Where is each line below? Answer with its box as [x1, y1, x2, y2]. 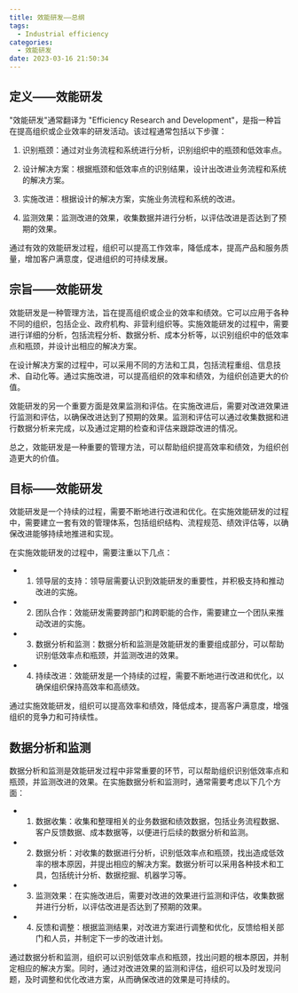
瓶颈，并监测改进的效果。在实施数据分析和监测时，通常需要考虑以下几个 [9, 776, 273, 787]
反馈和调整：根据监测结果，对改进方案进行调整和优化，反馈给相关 [35, 922, 277, 933]
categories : [9, 37, 53, 47]
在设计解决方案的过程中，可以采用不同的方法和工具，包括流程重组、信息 [9, 359, 273, 369]
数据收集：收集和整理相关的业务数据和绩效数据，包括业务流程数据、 [35, 816, 285, 827]
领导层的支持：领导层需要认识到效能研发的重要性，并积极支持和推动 [35, 576, 285, 586]
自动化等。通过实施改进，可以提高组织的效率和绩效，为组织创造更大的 [24, 370, 281, 381]
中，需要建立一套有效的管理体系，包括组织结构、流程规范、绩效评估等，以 [9, 517, 281, 528]
